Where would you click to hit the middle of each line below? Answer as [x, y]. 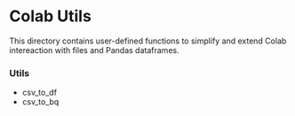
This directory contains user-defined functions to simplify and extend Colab [148, 41]
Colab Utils [50, 16]
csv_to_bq [40, 102]
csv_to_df [40, 93]
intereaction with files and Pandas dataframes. [94, 50]
